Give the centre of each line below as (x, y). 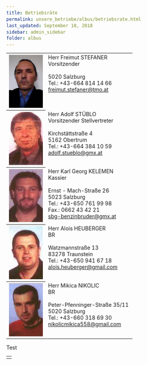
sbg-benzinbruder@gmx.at (82, 216)
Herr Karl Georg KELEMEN (81, 171)
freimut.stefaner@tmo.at (78, 89)
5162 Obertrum (67, 140)
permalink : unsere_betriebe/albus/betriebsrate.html (74, 19)
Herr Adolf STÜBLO (72, 114)
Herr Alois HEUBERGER (77, 229)
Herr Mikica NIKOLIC (73, 286)
